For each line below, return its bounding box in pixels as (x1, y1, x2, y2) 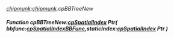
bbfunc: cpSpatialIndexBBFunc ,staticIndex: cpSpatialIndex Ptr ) (6, 25, 169, 32)
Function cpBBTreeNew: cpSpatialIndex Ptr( (6, 18, 118, 26)
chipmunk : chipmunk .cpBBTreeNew (6, 5, 93, 12)
